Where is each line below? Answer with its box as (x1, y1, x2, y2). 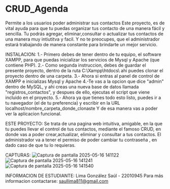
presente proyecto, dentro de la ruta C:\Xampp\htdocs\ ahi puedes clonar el (5, 67, 163, 74)
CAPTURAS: (5, 152, 31, 158)
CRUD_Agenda (5, 3, 69, 15)
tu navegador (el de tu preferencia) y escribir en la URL (5, 100, 120, 106)
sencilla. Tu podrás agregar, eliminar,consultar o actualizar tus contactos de (5, 30, 164, 37)
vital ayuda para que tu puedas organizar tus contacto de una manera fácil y (5, 25, 165, 31)
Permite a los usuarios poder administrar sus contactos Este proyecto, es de (5, 20, 165, 26)
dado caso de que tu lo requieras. (5, 142, 76, 148)
